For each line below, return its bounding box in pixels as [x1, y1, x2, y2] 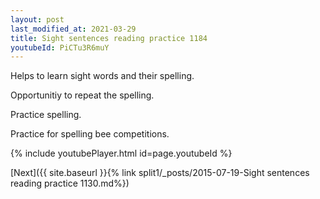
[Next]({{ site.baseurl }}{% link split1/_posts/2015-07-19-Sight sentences [10, 167, 310, 179]
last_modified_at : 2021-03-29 [10, 24, 137, 34]
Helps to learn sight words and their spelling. [10, 70, 195, 82]
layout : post [10, 14, 65, 25]
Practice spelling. [10, 109, 82, 121]
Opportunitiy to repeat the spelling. [10, 89, 155, 101]
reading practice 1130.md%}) [10, 177, 130, 190]
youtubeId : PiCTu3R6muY [10, 42, 110, 53]
